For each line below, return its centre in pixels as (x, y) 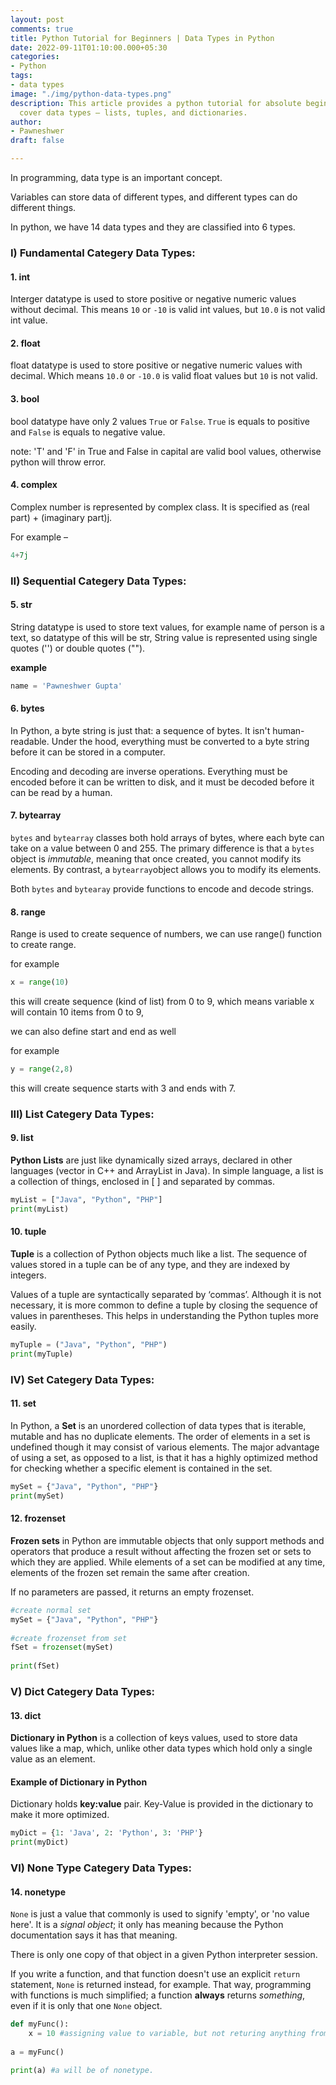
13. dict (26, 1715)
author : (26, 122)
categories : (35, 57)
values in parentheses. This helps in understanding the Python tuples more (164, 1316)
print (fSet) (35, 1666)
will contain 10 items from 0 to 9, (77, 1012)
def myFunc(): (40, 2024)
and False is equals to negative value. (88, 432)
